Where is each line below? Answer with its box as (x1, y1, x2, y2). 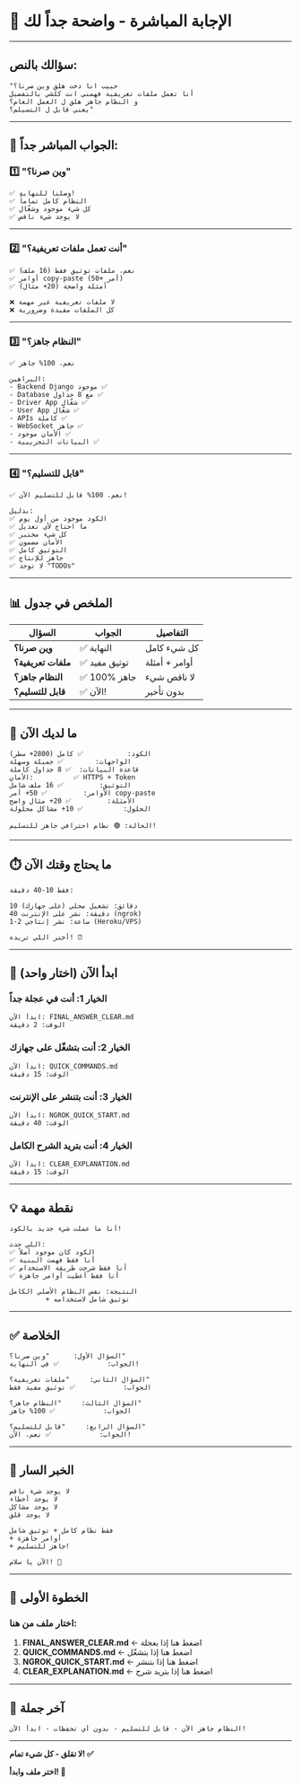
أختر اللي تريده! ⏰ (9, 932, 83, 942)
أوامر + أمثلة (144, 656, 193, 669)
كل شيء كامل (144, 642, 200, 655)
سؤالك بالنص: (9, 57, 78, 73)
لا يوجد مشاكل (9, 1502, 58, 1511)
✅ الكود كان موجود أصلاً (9, 1248, 96, 1257)
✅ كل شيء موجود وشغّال (9, 205, 92, 214)
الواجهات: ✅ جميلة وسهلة (9, 757, 132, 766)
